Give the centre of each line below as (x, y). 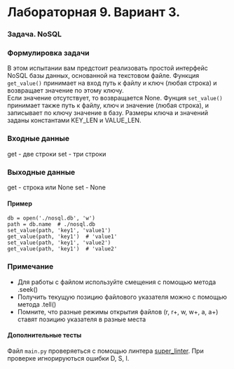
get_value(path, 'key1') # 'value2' (62, 249)
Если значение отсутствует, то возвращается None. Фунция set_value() (115, 98)
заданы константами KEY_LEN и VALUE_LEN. (74, 121)
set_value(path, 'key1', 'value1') (59, 231)
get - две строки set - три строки (57, 154)
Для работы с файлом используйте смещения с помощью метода (117, 282)
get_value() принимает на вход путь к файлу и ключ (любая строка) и (112, 83)
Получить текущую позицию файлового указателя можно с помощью (122, 297)
